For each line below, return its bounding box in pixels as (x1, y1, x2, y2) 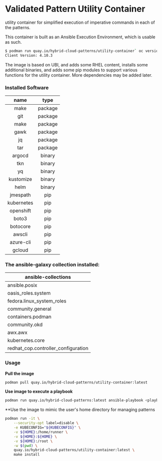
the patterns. (5, 24, 30, 30)
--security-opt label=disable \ (13, 421, 79, 426)
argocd (12, 152, 29, 159)
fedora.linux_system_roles (7, 298, 67, 304)
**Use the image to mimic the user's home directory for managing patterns (5, 407, 155, 413)
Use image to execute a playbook (5, 389, 73, 395)
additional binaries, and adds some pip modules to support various (5, 67, 138, 73)
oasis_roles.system (7, 290, 51, 297)
